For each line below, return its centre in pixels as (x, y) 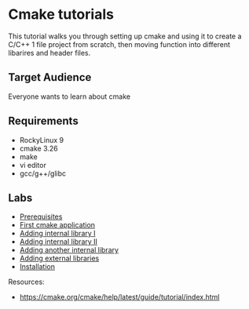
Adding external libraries (59, 258)
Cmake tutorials (61, 15)
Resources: (26, 282)
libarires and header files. (49, 53)
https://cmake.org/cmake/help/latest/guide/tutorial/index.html (119, 297)
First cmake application (57, 225)
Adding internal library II (59, 242)
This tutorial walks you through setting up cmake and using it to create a (125, 36)
